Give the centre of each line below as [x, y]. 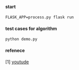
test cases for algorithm [31, 28]
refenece [15, 50]
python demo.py [21, 39]
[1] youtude [17, 62]
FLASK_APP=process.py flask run [39, 17]
